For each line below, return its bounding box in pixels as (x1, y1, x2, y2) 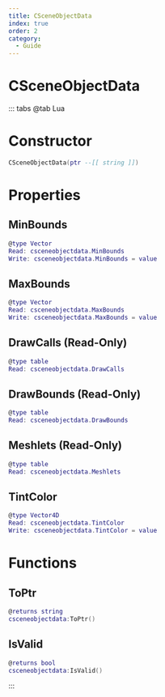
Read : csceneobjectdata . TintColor (8, 519, 125, 527)
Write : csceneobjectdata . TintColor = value (8, 527, 158, 535)
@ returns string (8, 608, 63, 616)
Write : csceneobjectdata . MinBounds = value (8, 254, 158, 263)
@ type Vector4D (8, 512, 60, 520)
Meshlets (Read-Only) (8, 439, 123, 453)
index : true (8, 19, 49, 28)
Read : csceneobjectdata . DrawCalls (8, 365, 125, 373)
